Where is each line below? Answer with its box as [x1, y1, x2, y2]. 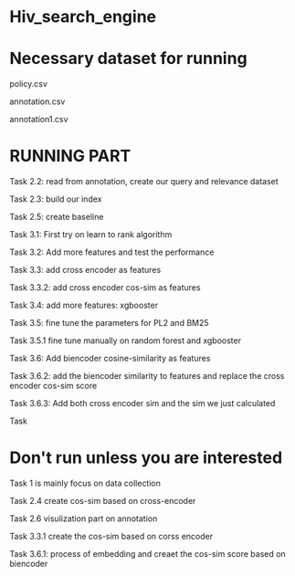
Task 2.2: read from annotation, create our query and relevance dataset [9, 176, 279, 187]
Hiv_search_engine [9, 6, 157, 27]
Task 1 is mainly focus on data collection [9, 477, 162, 488]
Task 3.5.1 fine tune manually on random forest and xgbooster [9, 335, 242, 346]
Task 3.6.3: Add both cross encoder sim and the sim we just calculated [9, 398, 276, 409]
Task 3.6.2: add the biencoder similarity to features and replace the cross [9, 371, 285, 382]
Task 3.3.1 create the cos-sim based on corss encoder [9, 531, 214, 541]
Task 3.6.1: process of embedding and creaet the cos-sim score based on [9, 549, 286, 559]
